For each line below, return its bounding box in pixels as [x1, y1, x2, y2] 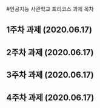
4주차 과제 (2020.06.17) [6, 92, 95, 103]
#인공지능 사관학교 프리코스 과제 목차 [6, 5, 94, 12]
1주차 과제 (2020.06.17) [6, 25, 93, 35]
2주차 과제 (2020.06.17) [6, 47, 94, 58]
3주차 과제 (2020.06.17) [6, 70, 94, 80]
